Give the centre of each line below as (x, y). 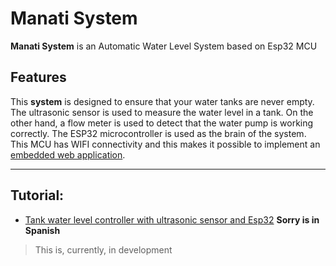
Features (38, 77)
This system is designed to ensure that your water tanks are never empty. (162, 101)
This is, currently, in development (103, 249)
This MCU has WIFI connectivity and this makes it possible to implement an (165, 144)
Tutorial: (37, 195)
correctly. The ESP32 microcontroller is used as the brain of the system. (158, 133)
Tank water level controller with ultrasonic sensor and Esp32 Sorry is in (172, 219)
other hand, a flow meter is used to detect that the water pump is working (162, 123)
